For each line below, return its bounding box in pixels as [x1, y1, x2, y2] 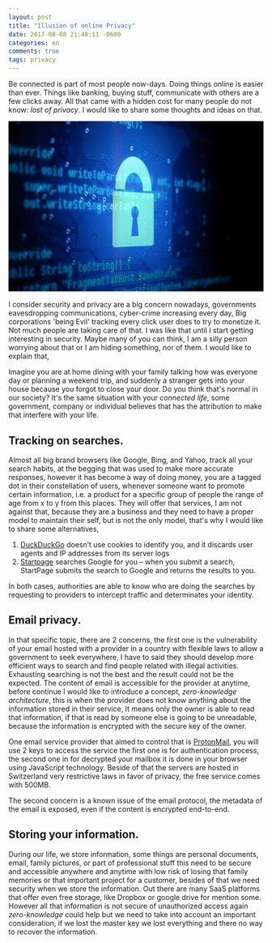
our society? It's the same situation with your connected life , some [8, 393, 230, 403]
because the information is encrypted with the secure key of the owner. [8, 721, 247, 731]
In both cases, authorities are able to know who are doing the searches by [8, 581, 256, 591]
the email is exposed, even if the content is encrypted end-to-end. [8, 804, 230, 814]
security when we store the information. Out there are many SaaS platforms [8, 884, 261, 894]
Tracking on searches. [8, 434, 124, 448]
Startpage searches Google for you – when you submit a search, [19, 557, 236, 567]
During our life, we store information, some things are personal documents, [8, 849, 259, 859]
